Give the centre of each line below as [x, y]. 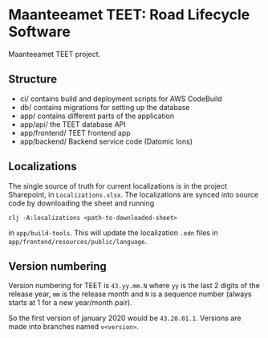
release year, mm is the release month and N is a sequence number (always [130, 294]
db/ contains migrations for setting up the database [105, 107]
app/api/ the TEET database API [73, 124]
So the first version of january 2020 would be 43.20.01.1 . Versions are [125, 318]
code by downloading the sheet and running [81, 203]
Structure [33, 79]
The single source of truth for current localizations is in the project [118, 185]
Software [39, 32]
